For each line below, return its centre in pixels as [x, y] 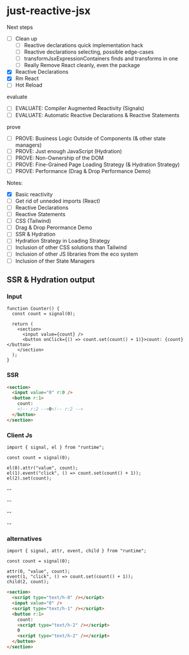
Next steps [20, 27]
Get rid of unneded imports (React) [58, 201]
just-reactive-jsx [49, 11]
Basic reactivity [34, 194]
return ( [23, 324]
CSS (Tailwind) [33, 221]
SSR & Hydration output [51, 279]
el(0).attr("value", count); [42, 468]
